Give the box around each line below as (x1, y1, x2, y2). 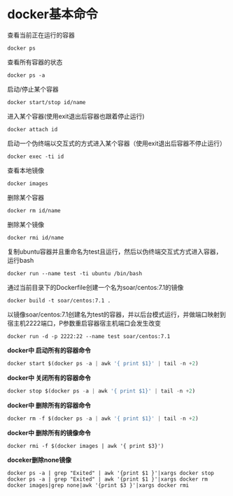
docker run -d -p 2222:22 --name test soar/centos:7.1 (7, 333, 171, 340)
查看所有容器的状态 (7, 57, 63, 66)
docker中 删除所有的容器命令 (7, 401, 91, 409)
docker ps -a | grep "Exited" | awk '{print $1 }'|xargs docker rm (7, 476, 209, 483)
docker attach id (7, 126, 58, 133)
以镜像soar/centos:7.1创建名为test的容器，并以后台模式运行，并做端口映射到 (7, 310, 226, 319)
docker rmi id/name (7, 234, 64, 241)
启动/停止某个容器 (7, 85, 59, 93)
